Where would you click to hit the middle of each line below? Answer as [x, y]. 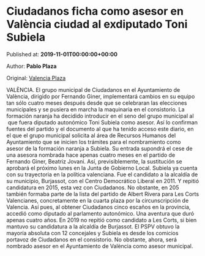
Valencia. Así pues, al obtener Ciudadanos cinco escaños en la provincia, [99, 207]
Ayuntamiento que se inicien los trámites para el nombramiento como [94, 141]
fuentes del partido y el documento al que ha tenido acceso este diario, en [100, 129]
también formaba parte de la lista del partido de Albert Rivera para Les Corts [103, 194]
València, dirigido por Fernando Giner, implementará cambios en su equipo [101, 96]
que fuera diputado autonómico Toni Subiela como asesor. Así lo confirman [102, 122]
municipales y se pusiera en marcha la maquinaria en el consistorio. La [95, 109]
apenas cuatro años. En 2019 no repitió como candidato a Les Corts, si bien [102, 220]
